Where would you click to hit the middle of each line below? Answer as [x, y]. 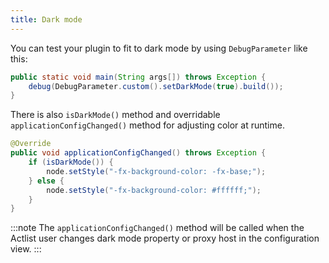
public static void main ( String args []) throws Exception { [138, 77]
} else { [46, 181]
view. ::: [26, 249]
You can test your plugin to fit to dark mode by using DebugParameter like [159, 48]
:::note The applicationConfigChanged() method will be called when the [157, 228]
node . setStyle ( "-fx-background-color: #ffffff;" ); [154, 190]
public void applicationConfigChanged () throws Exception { [138, 153]
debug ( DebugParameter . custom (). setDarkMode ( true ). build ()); [156, 86]
